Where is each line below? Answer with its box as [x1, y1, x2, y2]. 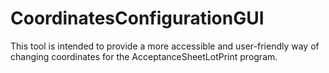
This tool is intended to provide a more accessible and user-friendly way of [10, 40, 320, 52]
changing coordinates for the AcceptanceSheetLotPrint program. [10, 50, 278, 62]
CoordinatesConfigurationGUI [10, 7, 265, 30]
